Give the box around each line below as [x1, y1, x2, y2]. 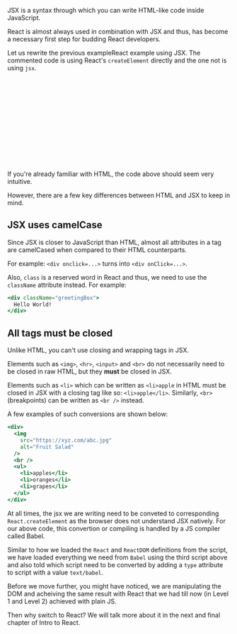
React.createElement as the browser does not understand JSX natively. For [7, 516, 226, 525]
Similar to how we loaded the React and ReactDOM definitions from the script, [7, 545, 229, 554]
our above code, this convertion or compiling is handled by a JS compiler [7, 524, 221, 532]
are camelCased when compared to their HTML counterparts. [7, 245, 187, 254]
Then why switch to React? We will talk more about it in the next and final [7, 611, 221, 619]
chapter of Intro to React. [7, 618, 81, 627]
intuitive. [7, 177, 33, 185]
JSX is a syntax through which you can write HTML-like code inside [7, 6, 204, 14]
